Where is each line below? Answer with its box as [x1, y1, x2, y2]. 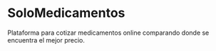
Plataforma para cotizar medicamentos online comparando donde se [7, 28, 210, 37]
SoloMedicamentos [7, 5, 125, 21]
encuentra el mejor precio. [7, 35, 86, 44]
